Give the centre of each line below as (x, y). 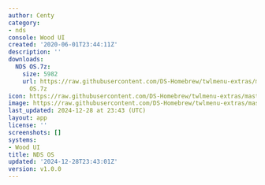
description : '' (35, 52)
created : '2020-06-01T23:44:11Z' (63, 45)
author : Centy (32, 15)
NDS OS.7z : (33, 67)
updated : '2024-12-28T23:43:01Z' (63, 162)
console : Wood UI (37, 37)
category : (24, 23)
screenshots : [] (35, 132)
